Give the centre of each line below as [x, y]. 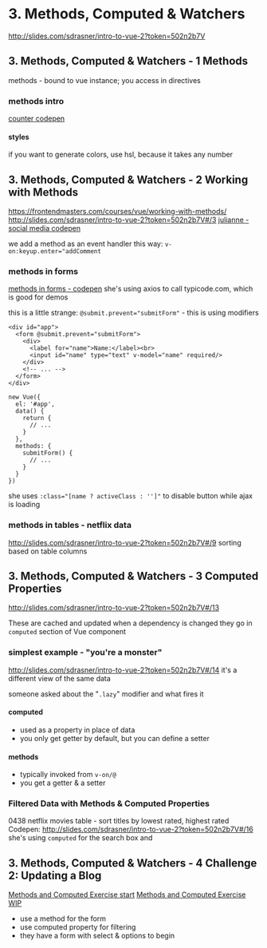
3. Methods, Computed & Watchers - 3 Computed [133, 576]
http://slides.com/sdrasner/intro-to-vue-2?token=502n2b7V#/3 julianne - [129, 220]
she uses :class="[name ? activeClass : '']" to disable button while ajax [131, 496]
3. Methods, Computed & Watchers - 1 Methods [128, 61]
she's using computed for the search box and [80, 838]
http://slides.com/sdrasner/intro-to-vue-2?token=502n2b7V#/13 [114, 608]
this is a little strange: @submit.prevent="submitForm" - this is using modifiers [133, 313]
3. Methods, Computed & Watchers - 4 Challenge [133, 863]
